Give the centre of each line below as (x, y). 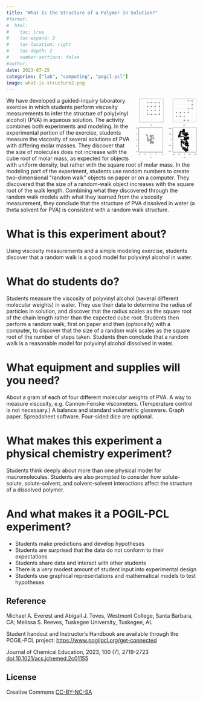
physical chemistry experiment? (89, 454)
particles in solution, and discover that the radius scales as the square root (99, 312)
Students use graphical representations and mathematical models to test (105, 575)
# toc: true (25, 32)
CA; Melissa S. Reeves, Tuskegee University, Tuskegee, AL (79, 622)
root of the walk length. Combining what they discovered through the (92, 191)
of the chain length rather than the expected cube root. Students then (93, 318)
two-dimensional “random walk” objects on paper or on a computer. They (98, 178)
